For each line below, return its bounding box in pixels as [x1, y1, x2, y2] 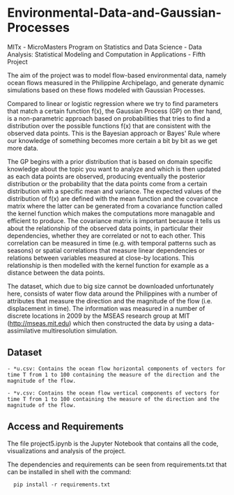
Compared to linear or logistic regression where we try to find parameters [7, 99, 219, 107]
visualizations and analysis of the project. [7, 446, 126, 455]
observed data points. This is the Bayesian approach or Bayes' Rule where [7, 129, 221, 137]
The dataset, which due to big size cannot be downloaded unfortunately [7, 282, 214, 290]
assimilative [7, 326, 41, 335]
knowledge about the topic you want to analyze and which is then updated [7, 165, 221, 173]
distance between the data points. [7, 268, 105, 277]
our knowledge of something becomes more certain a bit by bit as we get [7, 136, 218, 144]
